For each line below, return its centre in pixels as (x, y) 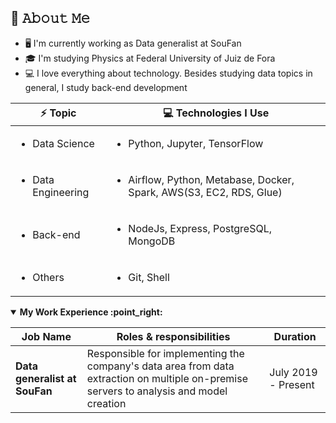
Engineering (61, 192)
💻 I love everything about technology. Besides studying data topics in (168, 73)
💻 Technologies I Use (216, 113)
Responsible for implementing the (165, 353)
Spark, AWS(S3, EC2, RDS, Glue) (205, 192)
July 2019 (293, 372)
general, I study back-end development (106, 87)
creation (106, 403)
